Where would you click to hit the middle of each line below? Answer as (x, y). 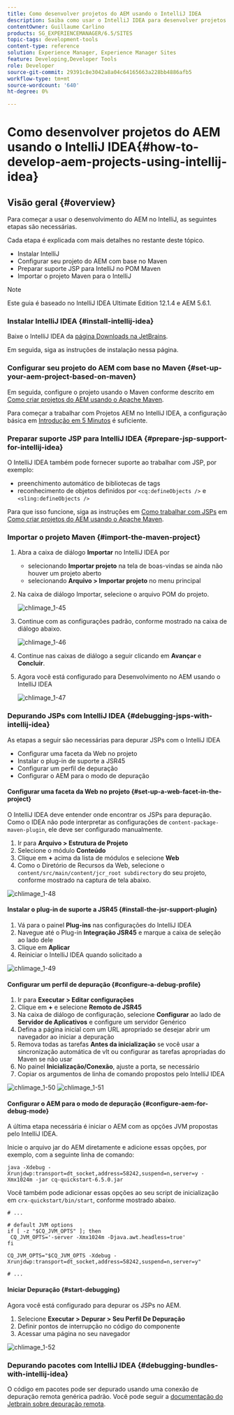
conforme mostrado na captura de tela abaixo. (84, 880)
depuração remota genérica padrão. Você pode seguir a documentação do (115, 1396)
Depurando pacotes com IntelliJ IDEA (72, 1365)
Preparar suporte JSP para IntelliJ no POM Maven (89, 269)
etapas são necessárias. (42, 227)
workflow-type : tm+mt (39, 79)
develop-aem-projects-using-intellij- (117, 162)
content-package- (194, 822)
